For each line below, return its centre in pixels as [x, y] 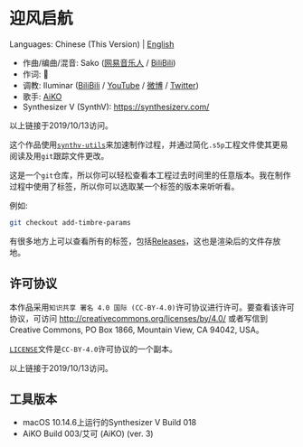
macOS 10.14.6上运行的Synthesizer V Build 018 [109, 423]
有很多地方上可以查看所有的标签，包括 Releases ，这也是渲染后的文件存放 [145, 241]
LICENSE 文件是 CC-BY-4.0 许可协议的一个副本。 [94, 349]
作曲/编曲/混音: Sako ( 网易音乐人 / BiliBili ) [99, 62]
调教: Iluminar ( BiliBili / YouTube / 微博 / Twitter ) [110, 85]
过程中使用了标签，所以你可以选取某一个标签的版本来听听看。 [124, 186]
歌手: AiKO [42, 97]
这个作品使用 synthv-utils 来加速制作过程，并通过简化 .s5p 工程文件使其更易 [149, 144]
